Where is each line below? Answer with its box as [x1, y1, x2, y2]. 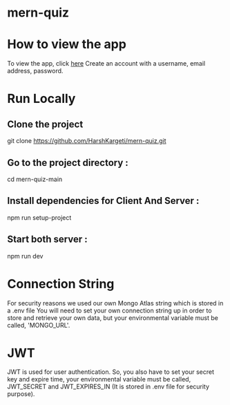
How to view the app [7, 37, 126, 53]
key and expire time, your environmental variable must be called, [7, 375, 191, 384]
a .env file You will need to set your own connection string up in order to [7, 306, 212, 314]
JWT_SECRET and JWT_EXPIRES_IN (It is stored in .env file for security [7, 382, 209, 391]
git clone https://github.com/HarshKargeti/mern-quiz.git [7, 137, 167, 145]
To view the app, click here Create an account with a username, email [7, 59, 206, 68]
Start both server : [7, 234, 88, 245]
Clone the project [7, 118, 84, 130]
